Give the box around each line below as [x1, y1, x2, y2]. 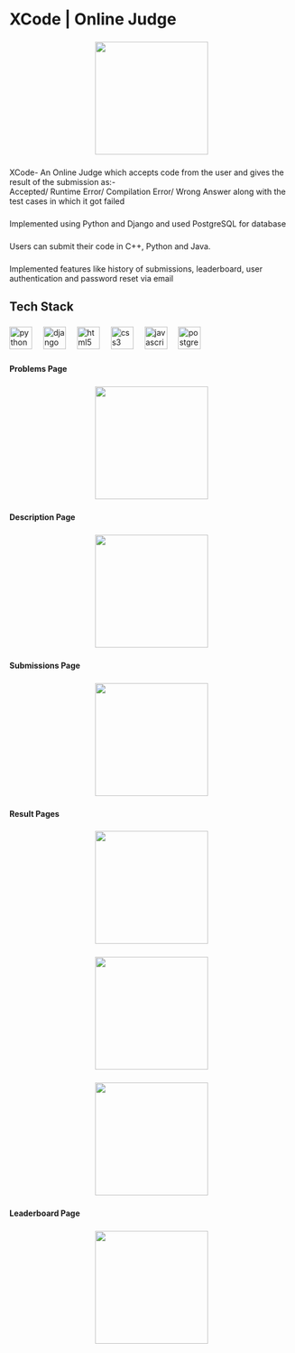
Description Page [9, 511, 76, 523]
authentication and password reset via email [9, 273, 174, 283]
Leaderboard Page [9, 1208, 80, 1219]
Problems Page [9, 364, 68, 375]
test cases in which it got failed [9, 196, 125, 207]
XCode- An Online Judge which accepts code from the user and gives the [9, 167, 284, 178]
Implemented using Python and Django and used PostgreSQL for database [9, 218, 287, 229]
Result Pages [9, 808, 60, 819]
